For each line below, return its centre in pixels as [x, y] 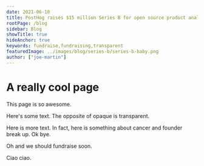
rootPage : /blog [27, 23]
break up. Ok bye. [29, 134]
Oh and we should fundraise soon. [49, 146]
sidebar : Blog [24, 29]
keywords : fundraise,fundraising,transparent [65, 46]
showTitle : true [27, 35]
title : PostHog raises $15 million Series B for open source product [96, 18]
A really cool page [53, 87]
